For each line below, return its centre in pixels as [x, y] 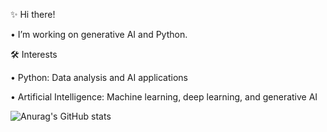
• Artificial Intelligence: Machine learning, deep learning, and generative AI [164, 97]
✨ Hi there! [33, 14]
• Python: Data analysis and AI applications [99, 77]
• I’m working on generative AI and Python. [99, 34]
